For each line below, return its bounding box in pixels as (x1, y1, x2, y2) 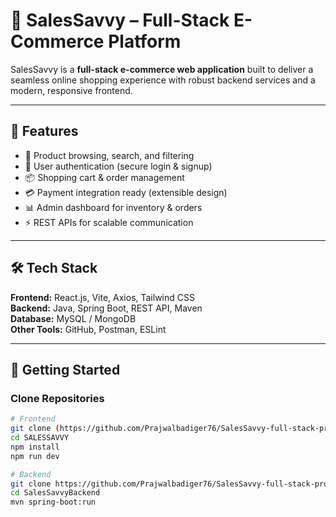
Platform (108, 30, 182, 53)
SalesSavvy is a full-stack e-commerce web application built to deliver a (10, 63, 314, 75)
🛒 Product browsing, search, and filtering (24, 149, 195, 161)
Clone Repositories (10, 391, 105, 405)
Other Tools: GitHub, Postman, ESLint (10, 323, 167, 335)
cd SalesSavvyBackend (10, 488, 101, 498)
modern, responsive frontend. (10, 84, 133, 96)
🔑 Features (10, 123, 79, 140)
